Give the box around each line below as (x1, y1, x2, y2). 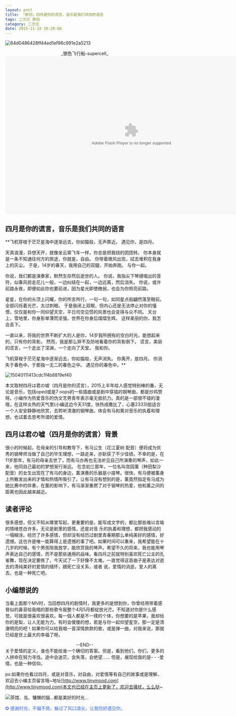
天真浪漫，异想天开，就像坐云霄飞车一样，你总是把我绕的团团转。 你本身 (5, 249, 157, 255)
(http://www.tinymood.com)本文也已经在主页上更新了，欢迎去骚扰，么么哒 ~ (5, 684, 163, 690)
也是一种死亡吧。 (14, 570, 49, 576)
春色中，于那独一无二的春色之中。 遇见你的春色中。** (14, 362, 126, 368)
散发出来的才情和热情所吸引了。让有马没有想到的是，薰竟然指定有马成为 (14, 476, 164, 482)
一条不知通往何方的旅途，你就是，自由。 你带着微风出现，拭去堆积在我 (9, 255, 157, 262)
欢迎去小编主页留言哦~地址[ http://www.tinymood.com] (5, 678, 119, 684)
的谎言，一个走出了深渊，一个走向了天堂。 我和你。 (5, 344, 112, 351)
